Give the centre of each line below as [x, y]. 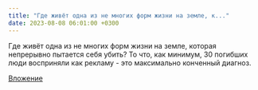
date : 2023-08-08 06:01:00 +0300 [64, 23]
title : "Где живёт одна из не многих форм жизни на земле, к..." [119, 16]
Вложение [26, 78]
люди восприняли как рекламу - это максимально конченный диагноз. [130, 63]
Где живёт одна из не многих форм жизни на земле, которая [112, 45]
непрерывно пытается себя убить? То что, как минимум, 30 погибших [128, 54]
